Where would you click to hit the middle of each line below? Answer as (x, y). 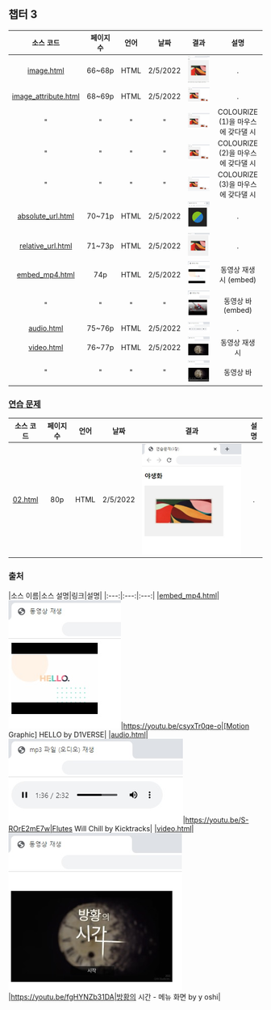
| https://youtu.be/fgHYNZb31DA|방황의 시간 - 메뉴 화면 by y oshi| (115, 996)
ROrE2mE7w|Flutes (40, 828)
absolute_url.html (46, 216)
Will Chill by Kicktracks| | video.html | (134, 828)
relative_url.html (46, 246)
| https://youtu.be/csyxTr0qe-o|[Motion (185, 725)
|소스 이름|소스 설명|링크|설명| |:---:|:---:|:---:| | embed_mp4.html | (114, 595)
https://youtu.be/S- (217, 820)
